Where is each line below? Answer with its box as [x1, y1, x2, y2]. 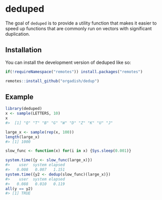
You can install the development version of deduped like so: [5, 59, 131, 65]
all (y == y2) [5, 186, 33, 191]
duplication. [5, 31, 30, 37]
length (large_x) [5, 134, 40, 140]
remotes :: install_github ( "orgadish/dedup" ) [5, 78, 100, 83]
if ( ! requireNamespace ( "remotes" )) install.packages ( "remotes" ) [5, 69, 143, 74]
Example [5, 93, 34, 101]
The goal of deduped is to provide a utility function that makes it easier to [5, 20, 157, 26]
